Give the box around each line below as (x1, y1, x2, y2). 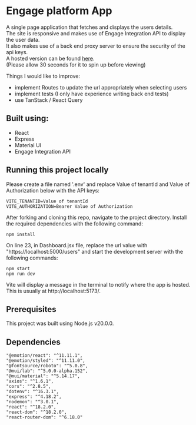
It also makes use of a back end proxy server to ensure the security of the (6, 42, 185, 49)
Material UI (14, 141, 42, 148)
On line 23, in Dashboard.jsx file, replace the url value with (6, 241, 148, 248)
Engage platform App (6, 4, 112, 18)
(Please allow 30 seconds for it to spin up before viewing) (6, 61, 146, 68)
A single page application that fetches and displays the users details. (6, 24, 173, 31)
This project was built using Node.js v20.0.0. (6, 320, 114, 327)
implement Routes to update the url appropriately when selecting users (14, 84, 187, 91)
